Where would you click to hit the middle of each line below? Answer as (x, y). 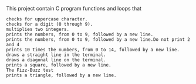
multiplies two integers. (38, 29)
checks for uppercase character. (47, 19)
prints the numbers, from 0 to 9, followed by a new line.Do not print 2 (98, 40)
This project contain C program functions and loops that (74, 8)
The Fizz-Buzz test (30, 70)
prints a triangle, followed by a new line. (61, 75)
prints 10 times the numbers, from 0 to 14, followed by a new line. (93, 50)
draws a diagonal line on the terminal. (56, 60)
